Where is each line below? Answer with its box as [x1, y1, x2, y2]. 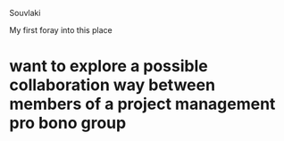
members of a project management [9, 94, 276, 114]
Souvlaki [9, 8, 41, 18]
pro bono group [9, 113, 127, 133]
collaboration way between [9, 75, 216, 95]
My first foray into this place [9, 25, 113, 35]
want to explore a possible [9, 56, 208, 77]
